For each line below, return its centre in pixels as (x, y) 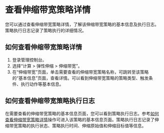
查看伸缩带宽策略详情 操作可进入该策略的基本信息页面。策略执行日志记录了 (80, 119)
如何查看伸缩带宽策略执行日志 (50, 101)
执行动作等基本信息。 (42, 84)
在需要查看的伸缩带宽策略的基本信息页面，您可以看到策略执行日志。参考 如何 (82, 113)
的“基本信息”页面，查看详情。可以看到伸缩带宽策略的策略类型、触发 (80, 78)
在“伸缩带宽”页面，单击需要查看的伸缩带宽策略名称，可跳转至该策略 (80, 72)
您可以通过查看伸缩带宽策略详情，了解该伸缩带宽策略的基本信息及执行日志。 (82, 24)
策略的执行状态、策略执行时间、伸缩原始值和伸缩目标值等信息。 (82, 125)
